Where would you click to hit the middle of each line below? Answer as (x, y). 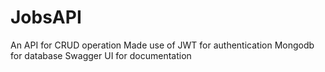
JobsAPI (46, 17)
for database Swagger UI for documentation (101, 55)
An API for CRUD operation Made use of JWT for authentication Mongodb (162, 45)
